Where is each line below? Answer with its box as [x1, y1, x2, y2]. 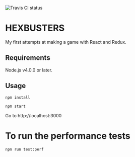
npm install [5, 95, 30, 100]
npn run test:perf [5, 146, 44, 152]
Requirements [5, 53, 50, 62]
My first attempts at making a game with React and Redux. [5, 39, 127, 45]
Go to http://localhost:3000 [5, 112, 62, 118]
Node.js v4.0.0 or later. [5, 67, 53, 73]
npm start [5, 104, 26, 109]
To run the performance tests [5, 130, 130, 141]
